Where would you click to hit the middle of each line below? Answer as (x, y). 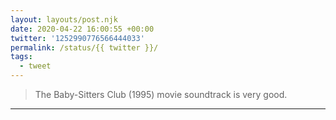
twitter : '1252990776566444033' (77, 38)
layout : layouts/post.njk (64, 19)
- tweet (35, 66)
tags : (21, 57)
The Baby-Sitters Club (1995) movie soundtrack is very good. (161, 94)
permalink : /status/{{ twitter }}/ (84, 47)
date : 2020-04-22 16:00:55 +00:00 (82, 29)
